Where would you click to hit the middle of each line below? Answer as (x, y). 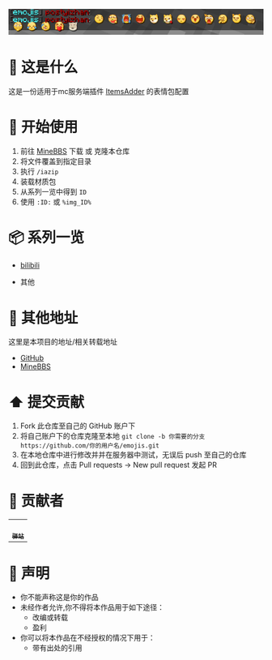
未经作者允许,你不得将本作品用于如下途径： (92, 607)
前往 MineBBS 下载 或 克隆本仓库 (75, 151)
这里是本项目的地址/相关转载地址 (63, 342)
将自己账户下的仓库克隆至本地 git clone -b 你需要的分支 (113, 436)
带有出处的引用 (57, 648)
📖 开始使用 (43, 127)
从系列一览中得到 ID (53, 191)
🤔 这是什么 (43, 67)
